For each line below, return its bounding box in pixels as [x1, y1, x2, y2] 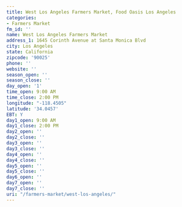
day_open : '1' [6, 83, 43, 89]
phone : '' [6, 60, 32, 66]
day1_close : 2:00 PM [6, 123, 59, 129]
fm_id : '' [6, 26, 32, 32]
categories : [6, 15, 37, 21]
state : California [6, 49, 53, 55]
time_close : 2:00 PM [6, 94, 59, 100]
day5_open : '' [6, 163, 43, 169]
